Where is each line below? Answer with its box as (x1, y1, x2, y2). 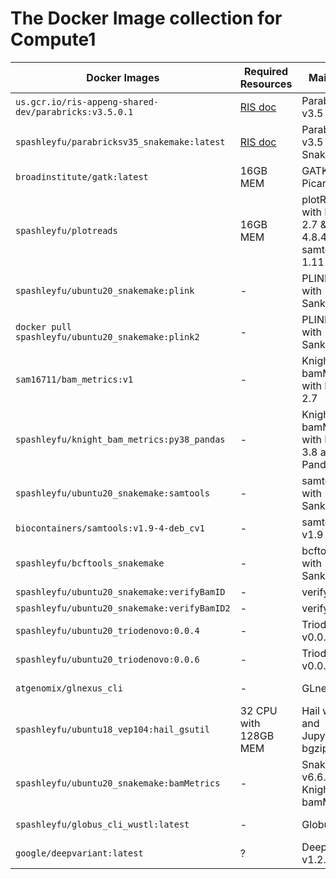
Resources (239, 77, 293, 91)
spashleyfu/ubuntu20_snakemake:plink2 (15, 331, 200, 342)
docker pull (15, 321, 73, 332)
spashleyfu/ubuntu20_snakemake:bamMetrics (15, 777, 221, 789)
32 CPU (239, 703, 278, 717)
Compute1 (10, 28, 97, 51)
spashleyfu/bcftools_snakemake (15, 557, 165, 569)
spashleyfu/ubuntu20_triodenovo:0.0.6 (15, 653, 200, 665)
